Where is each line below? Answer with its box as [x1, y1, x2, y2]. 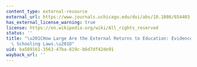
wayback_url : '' [6, 52, 46, 58]
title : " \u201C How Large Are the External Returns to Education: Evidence [6, 36, 193, 41]
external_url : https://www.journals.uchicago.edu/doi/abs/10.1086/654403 [6, 14, 191, 20]
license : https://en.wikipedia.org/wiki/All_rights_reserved [6, 24, 159, 31]
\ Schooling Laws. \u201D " [11, 41, 75, 47]
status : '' [6, 30, 33, 36]
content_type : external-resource [6, 8, 88, 15]
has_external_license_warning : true [6, 19, 96, 25]
